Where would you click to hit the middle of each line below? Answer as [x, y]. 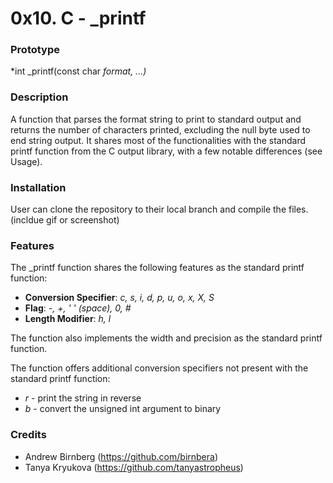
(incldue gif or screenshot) [65, 220]
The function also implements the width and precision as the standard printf [166, 338]
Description [39, 97]
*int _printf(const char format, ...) [78, 71]
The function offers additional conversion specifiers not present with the [159, 368]
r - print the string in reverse [83, 398]
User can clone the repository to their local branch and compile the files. [159, 209]
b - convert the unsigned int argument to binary [123, 409]
